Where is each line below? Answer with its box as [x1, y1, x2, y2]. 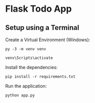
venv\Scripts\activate [5, 55, 53, 60]
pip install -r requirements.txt [5, 74, 76, 79]
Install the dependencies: [5, 64, 58, 70]
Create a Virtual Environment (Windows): [5, 37, 90, 43]
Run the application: [5, 83, 47, 89]
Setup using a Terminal [5, 23, 79, 32]
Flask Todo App [5, 3, 72, 15]
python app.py [5, 93, 35, 98]
